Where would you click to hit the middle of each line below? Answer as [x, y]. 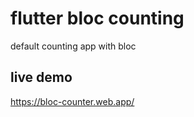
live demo [41, 77]
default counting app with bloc [73, 46]
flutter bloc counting [97, 18]
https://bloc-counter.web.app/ [72, 101]
